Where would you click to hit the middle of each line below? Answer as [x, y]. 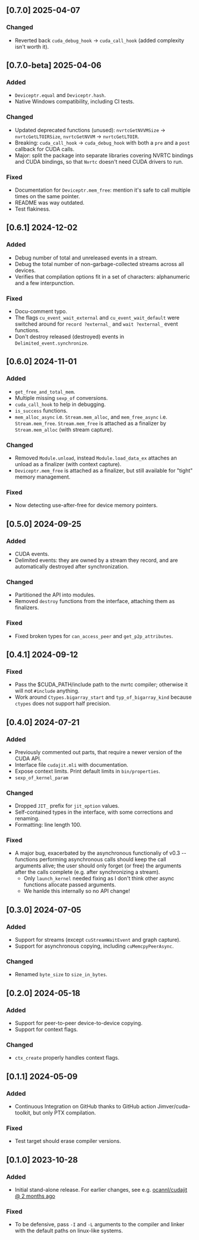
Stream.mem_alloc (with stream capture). [64, 429]
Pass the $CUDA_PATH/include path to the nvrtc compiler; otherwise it [101, 685]
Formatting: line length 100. [48, 825]
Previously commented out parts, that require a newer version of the [98, 752]
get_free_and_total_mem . [45, 391]
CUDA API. [28, 758]
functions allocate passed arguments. [70, 885]
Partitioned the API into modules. [55, 595]
